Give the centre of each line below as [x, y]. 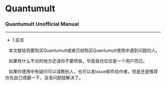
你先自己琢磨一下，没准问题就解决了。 [44, 78]
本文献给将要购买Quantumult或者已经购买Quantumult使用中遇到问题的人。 [84, 50]
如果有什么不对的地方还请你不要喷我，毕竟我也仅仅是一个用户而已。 [78, 61]
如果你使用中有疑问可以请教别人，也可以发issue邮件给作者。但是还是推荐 [83, 72]
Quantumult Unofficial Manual [42, 24]
